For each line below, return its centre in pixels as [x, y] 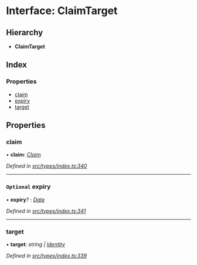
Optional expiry [28, 187]
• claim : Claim [23, 155]
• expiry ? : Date [26, 199]
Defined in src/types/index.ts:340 [47, 166]
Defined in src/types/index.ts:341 [46, 211]
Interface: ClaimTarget [62, 11]
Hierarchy [25, 33]
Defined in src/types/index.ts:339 [47, 256]
